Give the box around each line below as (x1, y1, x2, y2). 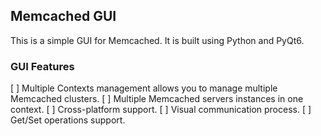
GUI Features (10, 59, 75, 73)
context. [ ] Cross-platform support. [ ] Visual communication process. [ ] (10, 104, 312, 116)
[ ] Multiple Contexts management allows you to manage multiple (10, 82, 278, 94)
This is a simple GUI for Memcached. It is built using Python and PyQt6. (10, 34, 305, 46)
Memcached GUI (10, 8, 117, 25)
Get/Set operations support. (10, 114, 126, 126)
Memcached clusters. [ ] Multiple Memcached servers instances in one (10, 93, 304, 105)
